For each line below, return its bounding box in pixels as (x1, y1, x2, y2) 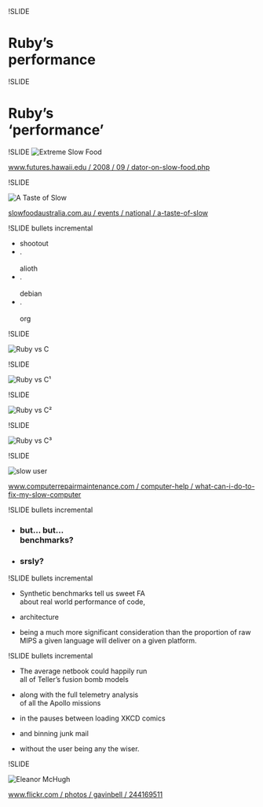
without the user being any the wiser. (19, 744, 140, 754)
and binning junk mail (19, 729, 89, 739)
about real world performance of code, (19, 597, 145, 606)
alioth (19, 263, 38, 273)
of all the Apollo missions (19, 698, 101, 708)
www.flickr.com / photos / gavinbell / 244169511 (8, 790, 163, 799)
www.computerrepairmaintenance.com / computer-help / (8, 481, 194, 491)
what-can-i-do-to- (195, 481, 255, 491)
